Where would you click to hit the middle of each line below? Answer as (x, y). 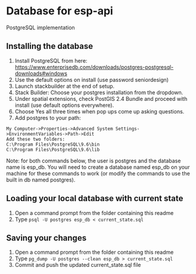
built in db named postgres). (41, 180)
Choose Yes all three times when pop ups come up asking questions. (99, 111)
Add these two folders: (36, 139)
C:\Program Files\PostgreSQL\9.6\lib (53, 150)
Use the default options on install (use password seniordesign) (91, 79)
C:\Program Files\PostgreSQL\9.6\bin (53, 144)
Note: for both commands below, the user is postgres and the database (94, 161)
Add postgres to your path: (48, 118)
